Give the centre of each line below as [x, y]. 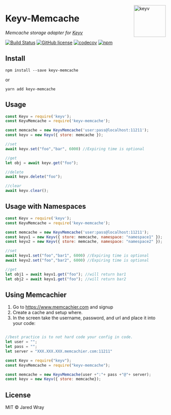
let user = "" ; [21, 342]
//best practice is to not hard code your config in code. [69, 337]
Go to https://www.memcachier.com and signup [63, 307]
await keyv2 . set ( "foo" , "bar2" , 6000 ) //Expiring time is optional [77, 260]
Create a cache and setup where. [48, 313]
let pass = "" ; [21, 347]
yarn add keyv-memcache [31, 89]
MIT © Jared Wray [25, 407]
